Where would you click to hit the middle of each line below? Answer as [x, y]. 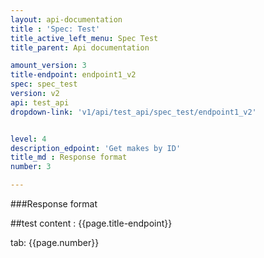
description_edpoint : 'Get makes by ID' [96, 148]
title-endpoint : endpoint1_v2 [73, 75]
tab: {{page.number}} [55, 242]
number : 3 [31, 167]
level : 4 [28, 139]
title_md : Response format [69, 157]
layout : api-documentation [66, 19]
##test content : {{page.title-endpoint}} [91, 223]
